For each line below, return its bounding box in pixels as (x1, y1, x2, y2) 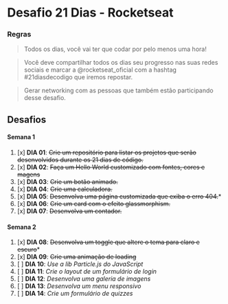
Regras (7, 30, 32, 39)
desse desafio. (23, 94, 67, 102)
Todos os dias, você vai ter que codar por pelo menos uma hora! (23, 45, 207, 53)
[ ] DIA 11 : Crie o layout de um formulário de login (16, 267, 157, 276)
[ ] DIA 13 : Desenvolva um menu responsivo (16, 282, 141, 290)
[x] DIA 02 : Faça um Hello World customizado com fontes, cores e (16, 163, 205, 172)
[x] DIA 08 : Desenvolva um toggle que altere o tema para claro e (16, 238, 201, 246)
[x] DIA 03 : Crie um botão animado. (16, 178, 118, 186)
